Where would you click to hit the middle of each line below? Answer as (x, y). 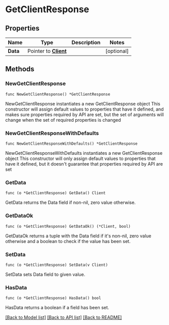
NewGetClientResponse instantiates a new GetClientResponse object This (83, 103)
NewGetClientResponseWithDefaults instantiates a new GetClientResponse (84, 153)
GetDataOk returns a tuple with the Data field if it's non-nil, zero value (78, 236)
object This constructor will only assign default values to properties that (81, 158)
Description (86, 43)
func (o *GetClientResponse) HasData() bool (53, 298)
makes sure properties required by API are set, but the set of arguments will (84, 114)
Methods (20, 69)
